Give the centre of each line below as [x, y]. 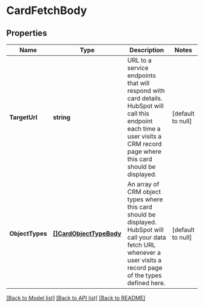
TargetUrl [23, 117]
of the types [144, 275]
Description [147, 50]
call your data [147, 237]
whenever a [144, 253]
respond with [146, 91]
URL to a [139, 60]
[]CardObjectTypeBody [87, 233]
